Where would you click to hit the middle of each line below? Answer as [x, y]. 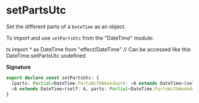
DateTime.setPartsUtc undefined [46, 55]
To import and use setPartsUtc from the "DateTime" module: [80, 38]
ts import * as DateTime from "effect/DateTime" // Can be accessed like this [99, 49]
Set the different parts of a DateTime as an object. [66, 26]
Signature [19, 67]
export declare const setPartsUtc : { [53, 78]
